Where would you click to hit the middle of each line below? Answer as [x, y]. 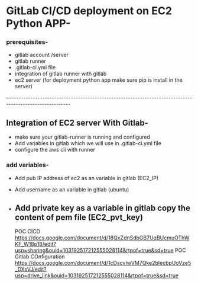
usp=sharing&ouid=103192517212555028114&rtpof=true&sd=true [94, 251]
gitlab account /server [42, 55]
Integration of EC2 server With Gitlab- [77, 123]
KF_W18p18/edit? [35, 244]
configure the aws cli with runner [55, 150]
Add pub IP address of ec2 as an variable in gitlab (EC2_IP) [87, 178]
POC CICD [27, 232]
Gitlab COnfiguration [40, 257]
